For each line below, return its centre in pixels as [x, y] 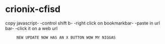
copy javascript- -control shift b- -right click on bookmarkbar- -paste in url [82, 23]
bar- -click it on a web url [31, 28]
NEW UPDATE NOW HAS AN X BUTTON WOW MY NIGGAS [66, 37]
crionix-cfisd [33, 9]
